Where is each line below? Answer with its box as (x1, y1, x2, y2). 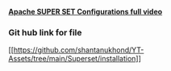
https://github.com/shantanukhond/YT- (13, 45, 144, 55)
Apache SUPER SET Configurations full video (8, 7, 163, 16)
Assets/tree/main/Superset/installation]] (8, 54, 141, 64)
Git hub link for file (8, 27, 82, 38)
